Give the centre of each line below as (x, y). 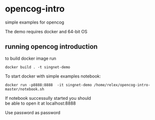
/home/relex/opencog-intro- (122, 85)
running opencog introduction (51, 47)
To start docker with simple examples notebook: (53, 76)
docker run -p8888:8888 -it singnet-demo (48, 85)
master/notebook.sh (25, 89)
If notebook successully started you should (48, 98)
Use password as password (33, 112)
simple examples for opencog (35, 22)
